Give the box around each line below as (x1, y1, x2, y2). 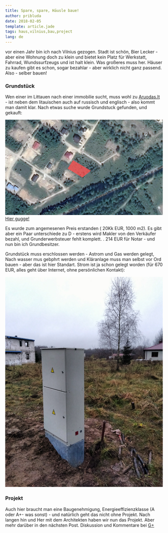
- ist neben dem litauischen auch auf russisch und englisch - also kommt (5, 99, 155, 105)
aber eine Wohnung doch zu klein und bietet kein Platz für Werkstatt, (5, 54, 147, 60)
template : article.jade (5, 24, 55, 29)
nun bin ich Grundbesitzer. (5, 241, 60, 247)
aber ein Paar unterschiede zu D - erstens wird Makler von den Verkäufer (5, 230, 156, 237)
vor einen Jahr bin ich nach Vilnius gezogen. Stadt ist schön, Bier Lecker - (5, 49, 158, 54)
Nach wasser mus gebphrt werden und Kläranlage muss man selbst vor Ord (5, 256, 161, 262)
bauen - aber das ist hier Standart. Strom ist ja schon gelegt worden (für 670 (5, 261, 163, 267)
